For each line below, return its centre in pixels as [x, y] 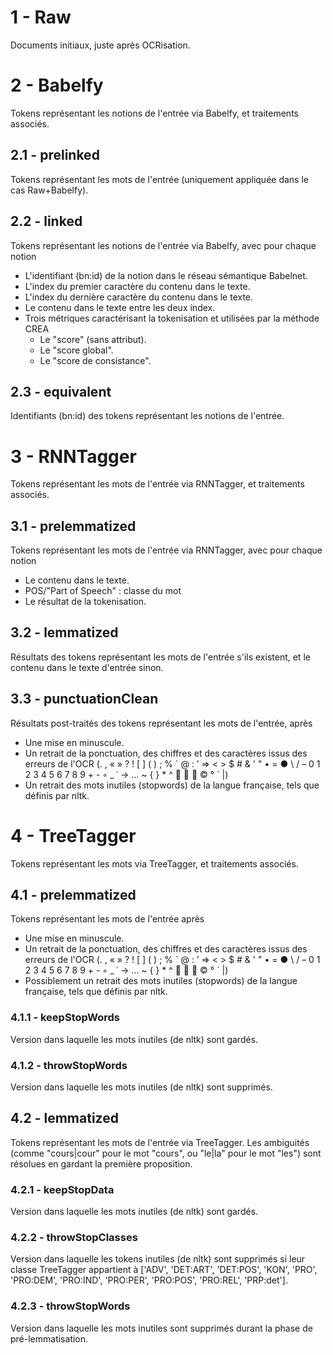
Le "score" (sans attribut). [93, 339]
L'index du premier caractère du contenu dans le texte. [137, 286]
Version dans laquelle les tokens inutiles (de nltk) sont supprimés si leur [158, 1259]
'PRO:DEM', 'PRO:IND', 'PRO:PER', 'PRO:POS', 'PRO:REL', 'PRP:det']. [149, 1280]
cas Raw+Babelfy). [49, 190]
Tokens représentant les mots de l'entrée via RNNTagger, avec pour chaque [166, 550]
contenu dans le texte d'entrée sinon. [87, 667]
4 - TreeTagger [73, 835]
